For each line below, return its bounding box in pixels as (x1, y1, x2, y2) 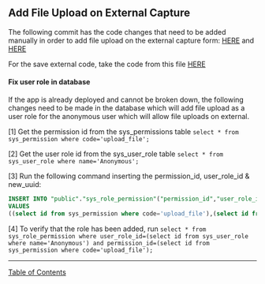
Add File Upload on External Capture (8, 6, 191, 20)
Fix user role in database (8, 77, 91, 87)
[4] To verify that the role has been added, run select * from (8, 224, 207, 234)
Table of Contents (8, 267, 67, 277)
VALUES (8, 202, 30, 210)
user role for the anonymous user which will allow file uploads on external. (8, 112, 250, 121)
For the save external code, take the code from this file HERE (8, 59, 207, 69)
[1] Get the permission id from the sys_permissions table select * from (8, 127, 239, 136)
